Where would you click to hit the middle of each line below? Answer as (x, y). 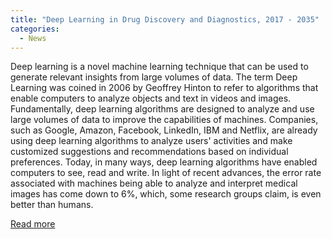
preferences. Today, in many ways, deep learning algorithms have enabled (164, 162)
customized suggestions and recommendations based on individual (149, 152)
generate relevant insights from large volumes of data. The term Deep (154, 77)
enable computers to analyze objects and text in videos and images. (151, 98)
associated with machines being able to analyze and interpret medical (154, 183)
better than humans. (52, 205)
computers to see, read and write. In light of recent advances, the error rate (166, 173)
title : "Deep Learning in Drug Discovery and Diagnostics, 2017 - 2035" (165, 19)
